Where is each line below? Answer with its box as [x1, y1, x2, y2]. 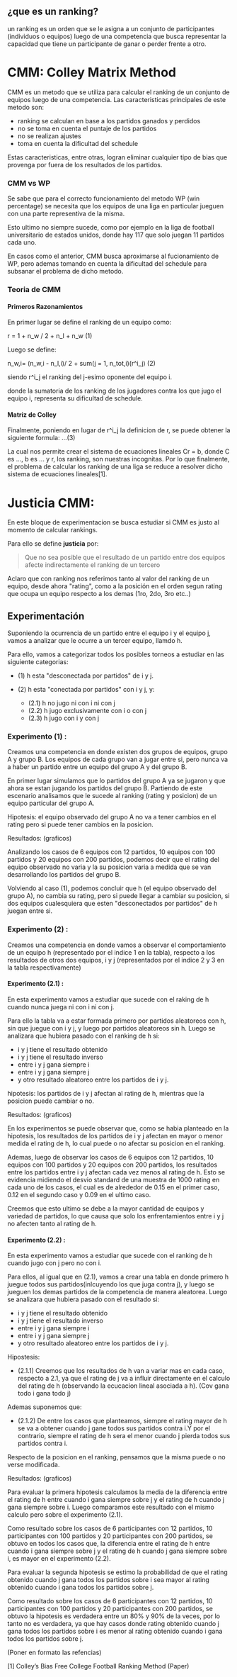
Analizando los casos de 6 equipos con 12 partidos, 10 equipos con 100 [7, 848, 216, 856]
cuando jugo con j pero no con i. [7, 1259, 102, 1267]
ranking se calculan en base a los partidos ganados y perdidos [17, 116, 201, 125]
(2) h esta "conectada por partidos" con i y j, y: [17, 685, 155, 694]
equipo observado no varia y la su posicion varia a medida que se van [7, 863, 212, 871]
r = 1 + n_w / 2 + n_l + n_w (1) [7, 332, 93, 340]
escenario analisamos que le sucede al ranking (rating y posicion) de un [7, 792, 217, 800]
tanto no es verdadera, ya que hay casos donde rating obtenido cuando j [7, 1620, 219, 1628]
